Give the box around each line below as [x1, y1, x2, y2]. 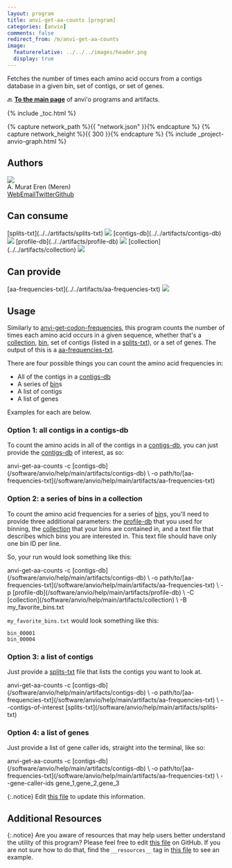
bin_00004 [7, 636, 36, 643]
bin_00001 [7, 630, 36, 636]
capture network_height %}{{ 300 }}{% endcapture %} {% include [7, 130, 197, 138]
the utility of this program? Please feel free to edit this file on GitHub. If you [7, 838, 221, 847]
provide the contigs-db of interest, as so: [7, 449, 124, 457]
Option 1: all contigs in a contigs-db [7, 425, 129, 435]
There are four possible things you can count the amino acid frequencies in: [7, 359, 224, 367]
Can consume [7, 209, 69, 222]
